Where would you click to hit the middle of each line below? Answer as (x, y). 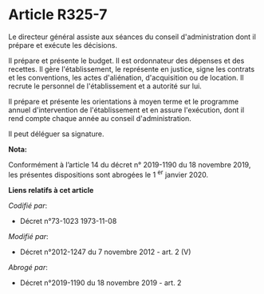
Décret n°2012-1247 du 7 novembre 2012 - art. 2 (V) (105, 252)
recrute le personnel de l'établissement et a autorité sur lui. (105, 86)
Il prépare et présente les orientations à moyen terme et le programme (124, 101)
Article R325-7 (58, 15)
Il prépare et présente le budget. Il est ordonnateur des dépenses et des (126, 61)
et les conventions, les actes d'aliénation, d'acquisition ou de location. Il (126, 77)
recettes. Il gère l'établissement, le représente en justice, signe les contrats (132, 69)
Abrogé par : (28, 267)
